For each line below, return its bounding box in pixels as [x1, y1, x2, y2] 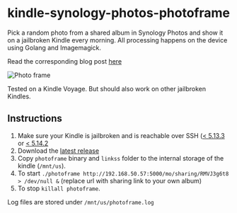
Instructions [7, 113, 62, 125]
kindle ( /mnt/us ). [17, 161, 66, 170]
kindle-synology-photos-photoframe [7, 5, 230, 21]
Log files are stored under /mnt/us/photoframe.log [7, 197, 154, 206]
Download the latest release [17, 146, 100, 155]
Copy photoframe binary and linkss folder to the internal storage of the [17, 154, 224, 162]
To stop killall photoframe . [17, 184, 100, 192]
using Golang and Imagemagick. [7, 43, 101, 52]
